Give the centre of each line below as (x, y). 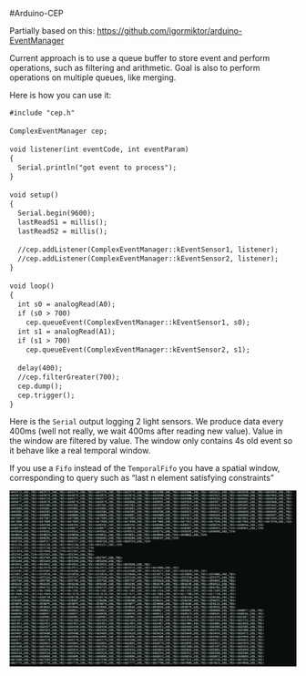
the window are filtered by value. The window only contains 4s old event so (151, 440)
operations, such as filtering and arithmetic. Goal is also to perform (135, 68)
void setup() (34, 195)
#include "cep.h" (42, 113)
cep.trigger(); (46, 395)
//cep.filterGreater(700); (69, 377)
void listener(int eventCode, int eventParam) (99, 149)
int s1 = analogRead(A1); (67, 332)
